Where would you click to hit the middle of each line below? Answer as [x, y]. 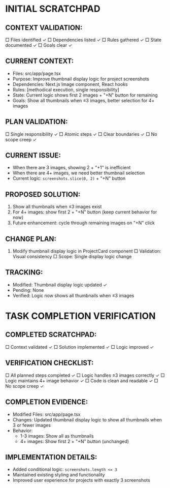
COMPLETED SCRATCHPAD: [51, 335]
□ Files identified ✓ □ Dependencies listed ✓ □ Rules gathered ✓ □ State [83, 40]
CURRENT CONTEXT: [40, 61]
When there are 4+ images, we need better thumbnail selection [79, 173]
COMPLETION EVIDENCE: [47, 402]
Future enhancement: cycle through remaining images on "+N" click [83, 223]
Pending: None [28, 290]
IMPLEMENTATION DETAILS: [51, 457]
